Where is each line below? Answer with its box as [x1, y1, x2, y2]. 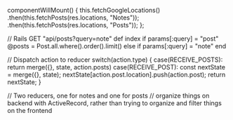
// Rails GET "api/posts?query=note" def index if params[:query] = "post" [7, 34, 219, 43]
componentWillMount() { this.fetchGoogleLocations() [7, 6, 161, 14]
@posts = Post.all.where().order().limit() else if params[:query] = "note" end [7, 42, 227, 50]
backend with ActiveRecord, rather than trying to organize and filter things [7, 99, 222, 107]
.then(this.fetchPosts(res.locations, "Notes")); [7, 13, 140, 22]
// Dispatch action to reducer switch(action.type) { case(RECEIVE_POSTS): [7, 55, 223, 64]
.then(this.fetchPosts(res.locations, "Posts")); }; [7, 21, 145, 29]
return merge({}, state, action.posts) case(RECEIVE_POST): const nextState [7, 63, 226, 71]
